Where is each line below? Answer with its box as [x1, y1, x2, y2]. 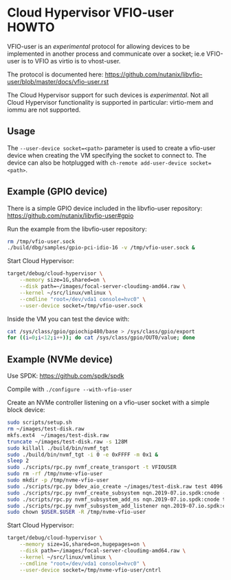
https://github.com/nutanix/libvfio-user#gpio [7, 211, 134, 220]
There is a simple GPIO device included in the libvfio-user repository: [7, 204, 203, 212]
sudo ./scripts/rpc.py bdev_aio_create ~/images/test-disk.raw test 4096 [7, 483, 223, 490]
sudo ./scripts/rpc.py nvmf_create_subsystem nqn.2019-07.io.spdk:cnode [7, 489, 220, 497]
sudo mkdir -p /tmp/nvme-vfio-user [7, 477, 109, 484]
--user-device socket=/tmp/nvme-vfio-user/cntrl [19, 566, 162, 573]
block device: [7, 406, 45, 414]
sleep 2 [7, 457, 30, 464]
